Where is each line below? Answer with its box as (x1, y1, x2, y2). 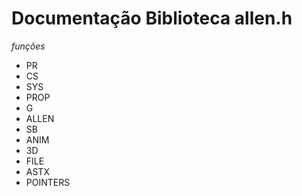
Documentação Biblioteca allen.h (11, 7, 293, 30)
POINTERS (25, 176, 71, 188)
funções (11, 40, 46, 52)
